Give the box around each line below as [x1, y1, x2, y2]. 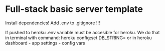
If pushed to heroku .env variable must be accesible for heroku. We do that [5, 29, 160, 35]
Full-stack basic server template [5, 3, 143, 15]
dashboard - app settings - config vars [5, 40, 85, 46]
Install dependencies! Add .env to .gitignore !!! [5, 20, 100, 26]
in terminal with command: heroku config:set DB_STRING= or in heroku [5, 35, 152, 41]
